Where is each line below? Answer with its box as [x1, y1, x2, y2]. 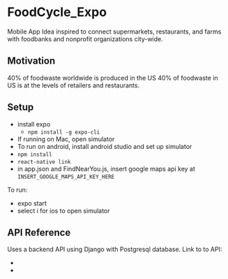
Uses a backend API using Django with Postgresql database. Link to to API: [7, 245, 222, 254]
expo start [17, 199, 47, 207]
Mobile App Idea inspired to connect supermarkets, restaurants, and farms [7, 27, 222, 36]
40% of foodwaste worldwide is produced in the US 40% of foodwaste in [7, 73, 218, 82]
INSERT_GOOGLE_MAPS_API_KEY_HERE [17, 173, 115, 180]
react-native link [17, 158, 71, 165]
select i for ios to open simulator [17, 206, 110, 215]
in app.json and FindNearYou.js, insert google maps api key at [17, 164, 195, 173]
